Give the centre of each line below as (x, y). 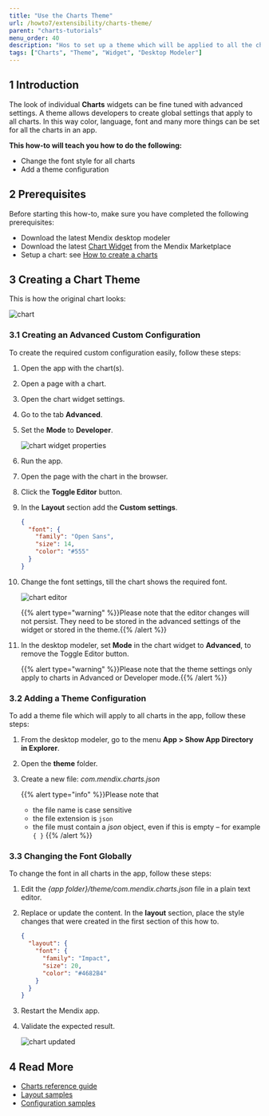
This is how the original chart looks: (67, 299)
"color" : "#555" (62, 552)
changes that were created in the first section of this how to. (120, 921)
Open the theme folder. (59, 764)
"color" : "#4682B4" (74, 973)
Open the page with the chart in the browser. (94, 476)
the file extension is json (73, 819)
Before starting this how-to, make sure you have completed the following (129, 213)
